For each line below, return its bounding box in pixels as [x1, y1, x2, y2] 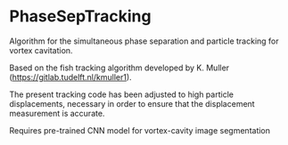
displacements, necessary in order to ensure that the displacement [9, 98, 256, 109]
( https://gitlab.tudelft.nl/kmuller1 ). [9, 71, 132, 82]
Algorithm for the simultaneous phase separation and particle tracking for [9, 36, 279, 46]
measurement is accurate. [9, 108, 105, 118]
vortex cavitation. [9, 44, 73, 55]
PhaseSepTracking [9, 6, 152, 27]
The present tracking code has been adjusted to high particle [9, 89, 235, 100]
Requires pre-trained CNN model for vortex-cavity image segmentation [9, 125, 270, 135]
